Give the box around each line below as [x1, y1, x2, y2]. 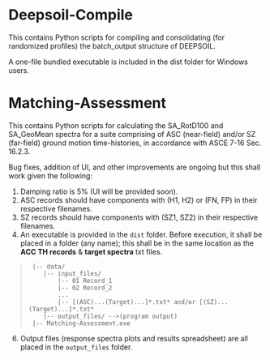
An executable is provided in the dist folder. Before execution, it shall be [19, 229, 263, 239]
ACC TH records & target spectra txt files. [19, 246, 163, 256]
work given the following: [8, 170, 93, 180]
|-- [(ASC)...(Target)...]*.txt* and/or [58, 298, 196, 306]
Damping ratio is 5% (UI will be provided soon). [19, 186, 178, 196]
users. [8, 65, 30, 75]
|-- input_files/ [43, 269, 101, 277]
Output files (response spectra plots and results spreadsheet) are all [19, 333, 249, 343]
